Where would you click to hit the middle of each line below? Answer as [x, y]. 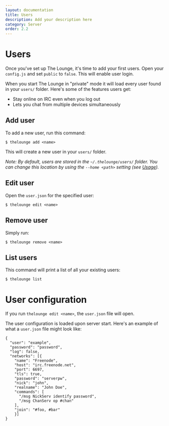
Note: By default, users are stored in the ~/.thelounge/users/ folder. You [81, 161]
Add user [20, 121]
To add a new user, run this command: [45, 133]
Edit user [20, 183]
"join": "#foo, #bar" [37, 410]
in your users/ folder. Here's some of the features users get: [68, 89]
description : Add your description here [49, 19]
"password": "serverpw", [41, 378]
